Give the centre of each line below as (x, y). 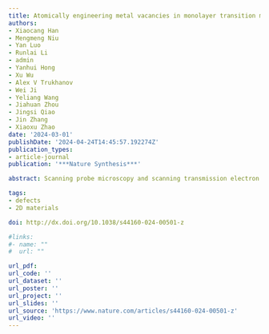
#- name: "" (28, 245)
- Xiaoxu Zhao (32, 127)
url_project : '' (35, 296)
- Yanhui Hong (32, 68)
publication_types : (41, 149)
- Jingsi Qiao (32, 113)
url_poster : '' (34, 288)
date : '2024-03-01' (41, 134)
